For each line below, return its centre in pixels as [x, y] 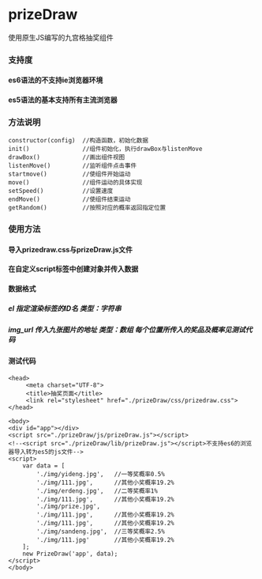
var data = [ [44, 466]
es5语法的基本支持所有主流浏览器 [63, 100]
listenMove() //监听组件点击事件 [72, 166]
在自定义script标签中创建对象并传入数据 [73, 269]
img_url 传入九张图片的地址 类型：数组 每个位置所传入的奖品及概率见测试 [127, 330]
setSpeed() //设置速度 [61, 191]
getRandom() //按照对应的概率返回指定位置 [87, 208]
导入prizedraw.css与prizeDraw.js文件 [70, 249]
